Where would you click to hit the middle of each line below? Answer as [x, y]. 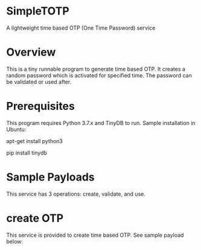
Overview [31, 52]
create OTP [35, 218]
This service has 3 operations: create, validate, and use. [76, 194]
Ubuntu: [16, 129]
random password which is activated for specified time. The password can [99, 75]
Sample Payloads [50, 177]
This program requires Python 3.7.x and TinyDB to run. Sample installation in [101, 123]
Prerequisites [41, 106]
